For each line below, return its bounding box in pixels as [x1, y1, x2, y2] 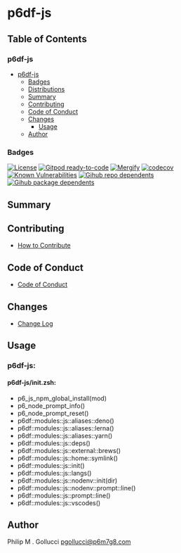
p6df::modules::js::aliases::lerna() [17, 424, 114, 432]
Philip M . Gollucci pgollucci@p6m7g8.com [7, 538, 131, 546]
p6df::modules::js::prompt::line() [17, 491, 111, 500]
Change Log [17, 319, 54, 328]
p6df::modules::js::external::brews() [17, 446, 121, 455]
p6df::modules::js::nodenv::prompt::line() [17, 483, 136, 492]
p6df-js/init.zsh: [7, 378, 57, 386]
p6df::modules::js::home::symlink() [17, 454, 118, 462]
